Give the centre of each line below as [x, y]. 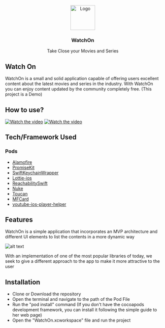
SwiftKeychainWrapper [35, 173]
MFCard [20, 199]
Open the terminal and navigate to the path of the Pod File [71, 299]
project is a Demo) [24, 94]
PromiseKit [23, 167]
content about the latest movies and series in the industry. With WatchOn [79, 84]
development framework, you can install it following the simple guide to [84, 310]
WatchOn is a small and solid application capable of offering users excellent [82, 79]
